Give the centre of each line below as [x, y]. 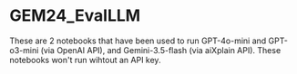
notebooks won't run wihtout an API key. [85, 60]
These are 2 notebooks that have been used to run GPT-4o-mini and [138, 41]
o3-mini [24, 50]
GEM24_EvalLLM [75, 16]
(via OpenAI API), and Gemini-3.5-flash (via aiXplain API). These [161, 50]
